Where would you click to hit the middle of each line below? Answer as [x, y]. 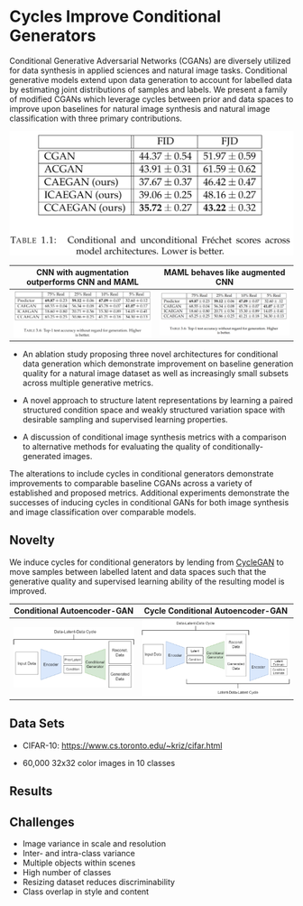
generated [41, 457]
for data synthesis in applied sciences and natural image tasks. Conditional [148, 70]
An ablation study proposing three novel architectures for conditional [150, 355]
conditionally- [238, 447]
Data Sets [37, 724]
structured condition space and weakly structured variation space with [154, 410]
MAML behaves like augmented [225, 273]
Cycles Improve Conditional [115, 17]
